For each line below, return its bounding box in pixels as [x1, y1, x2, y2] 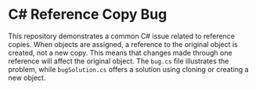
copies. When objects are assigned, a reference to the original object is [8, 39, 238, 49]
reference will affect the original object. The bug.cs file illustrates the [8, 56, 229, 66]
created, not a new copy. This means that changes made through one [8, 48, 233, 57]
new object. [8, 73, 46, 82]
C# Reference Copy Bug [8, 5, 168, 23]
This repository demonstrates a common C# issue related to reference [8, 31, 235, 41]
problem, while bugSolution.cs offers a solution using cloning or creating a [8, 64, 249, 74]
